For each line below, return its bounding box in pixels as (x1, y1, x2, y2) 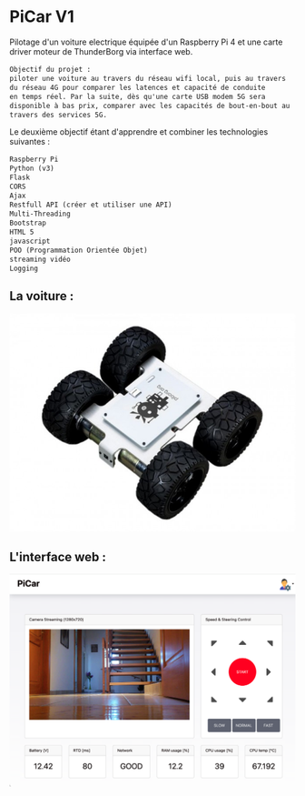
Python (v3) (9, 164, 54, 173)
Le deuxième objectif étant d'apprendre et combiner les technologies (9, 126, 269, 137)
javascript (9, 237, 51, 246)
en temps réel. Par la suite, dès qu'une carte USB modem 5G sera (9, 92, 266, 101)
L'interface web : (9, 549, 107, 565)
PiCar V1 (9, 6, 74, 27)
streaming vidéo (9, 255, 71, 264)
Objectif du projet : (9, 65, 92, 74)
